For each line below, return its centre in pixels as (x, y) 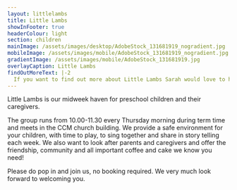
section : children (34, 40)
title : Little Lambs (38, 20)
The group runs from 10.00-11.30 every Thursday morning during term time (116, 120)
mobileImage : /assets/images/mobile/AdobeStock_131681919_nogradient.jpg (118, 53)
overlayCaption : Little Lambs (52, 66)
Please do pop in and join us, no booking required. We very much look (109, 171)
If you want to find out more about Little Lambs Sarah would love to (120, 79)
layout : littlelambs (38, 14)
